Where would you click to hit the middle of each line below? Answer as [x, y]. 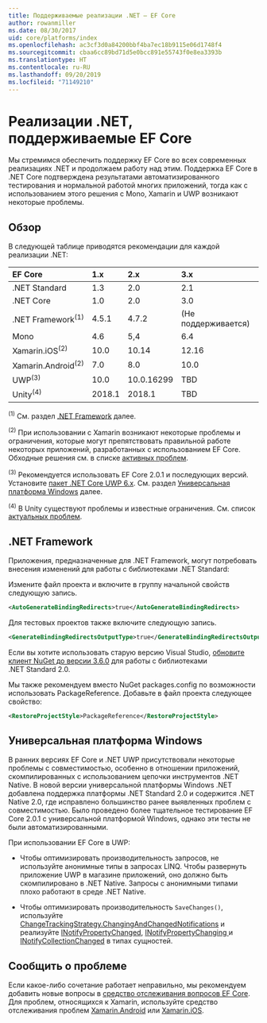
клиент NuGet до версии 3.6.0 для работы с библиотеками [108, 661]
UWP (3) [27, 379]
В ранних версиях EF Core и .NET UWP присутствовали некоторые [122, 760]
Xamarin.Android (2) [48, 365]
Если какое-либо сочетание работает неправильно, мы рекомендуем [127, 985]
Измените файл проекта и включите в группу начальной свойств [119, 584]
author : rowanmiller [43, 23]
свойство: [25, 701]
